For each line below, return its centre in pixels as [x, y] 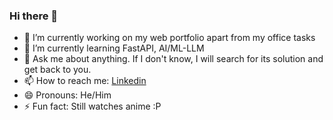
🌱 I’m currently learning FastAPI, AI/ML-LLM [114, 48]
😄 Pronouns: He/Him [67, 95]
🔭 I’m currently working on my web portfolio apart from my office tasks [169, 38]
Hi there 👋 [34, 16]
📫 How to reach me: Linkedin [85, 81]
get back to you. [57, 70]
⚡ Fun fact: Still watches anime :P [92, 106]
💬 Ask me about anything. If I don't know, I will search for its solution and [173, 59]
